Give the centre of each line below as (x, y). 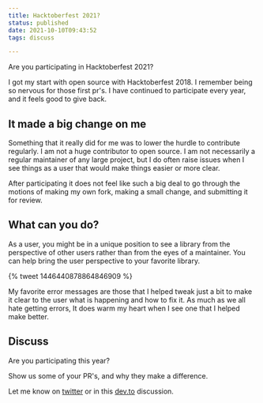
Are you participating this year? (59, 360)
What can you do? (54, 225)
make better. (28, 316)
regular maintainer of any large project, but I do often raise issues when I (126, 160)
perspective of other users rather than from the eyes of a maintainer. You (127, 252)
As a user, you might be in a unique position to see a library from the (119, 244)
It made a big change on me (77, 124)
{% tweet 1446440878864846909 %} (70, 276)
